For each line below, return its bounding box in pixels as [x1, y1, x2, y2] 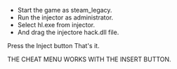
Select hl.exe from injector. [17, 21, 96, 29]
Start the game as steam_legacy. [17, 6, 112, 14]
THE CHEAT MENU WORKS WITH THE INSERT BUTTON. [7, 55, 171, 63]
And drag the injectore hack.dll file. [17, 28, 119, 36]
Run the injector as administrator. [17, 13, 114, 22]
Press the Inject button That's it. [7, 42, 100, 49]
